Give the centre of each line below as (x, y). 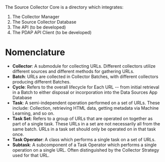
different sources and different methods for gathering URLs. (73, 71)
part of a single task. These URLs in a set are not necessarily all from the (86, 123)
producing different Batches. (41, 81)
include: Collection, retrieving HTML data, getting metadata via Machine (85, 108)
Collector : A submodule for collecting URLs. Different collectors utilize (84, 66)
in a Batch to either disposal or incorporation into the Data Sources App (85, 92)
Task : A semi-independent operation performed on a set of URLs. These (86, 103)
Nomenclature (35, 53)
